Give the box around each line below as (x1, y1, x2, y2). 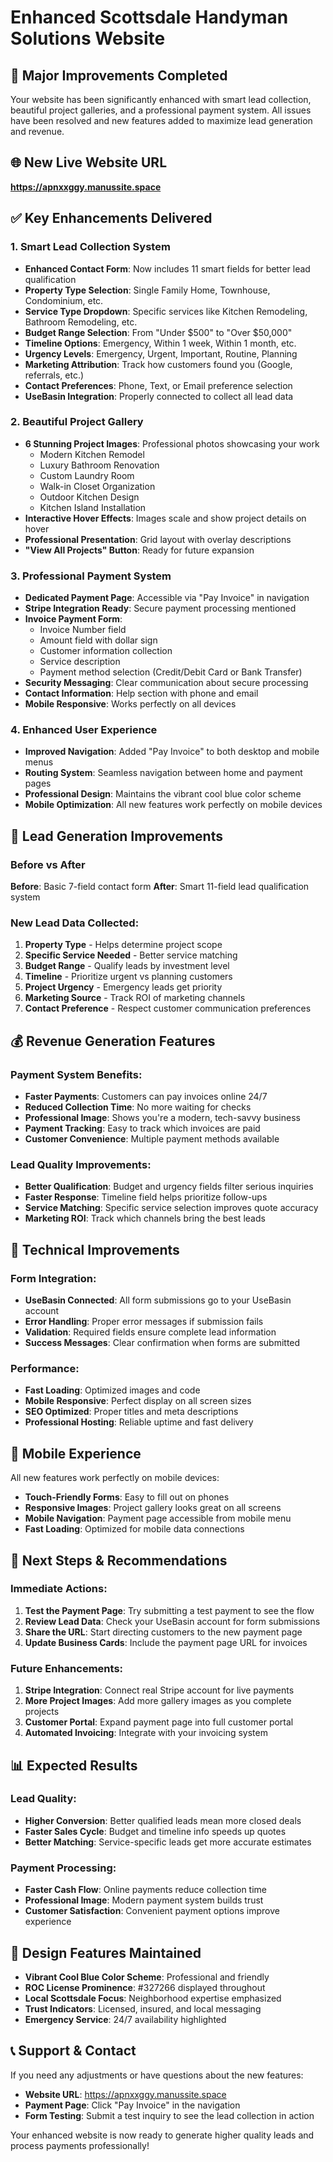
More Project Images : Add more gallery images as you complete (24, 1695, 292, 1707)
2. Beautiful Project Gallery (10, 415, 144, 429)
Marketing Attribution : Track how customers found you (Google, (24, 358, 293, 370)
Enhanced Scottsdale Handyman (10, 6, 289, 29)
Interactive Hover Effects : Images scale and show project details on (24, 512, 307, 524)
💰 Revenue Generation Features (10, 1032, 216, 1050)
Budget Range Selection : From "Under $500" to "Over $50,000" (24, 326, 293, 338)
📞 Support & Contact (10, 2042, 137, 2060)
